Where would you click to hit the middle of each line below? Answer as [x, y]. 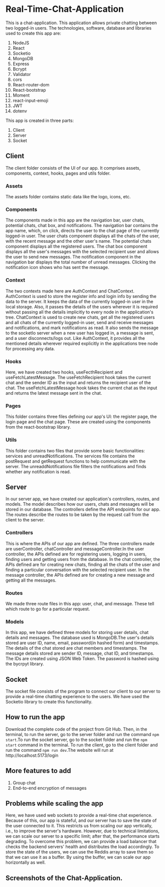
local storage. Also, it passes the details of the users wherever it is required [82, 306]
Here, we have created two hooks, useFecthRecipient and [64, 372]
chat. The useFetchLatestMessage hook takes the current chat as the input [82, 388]
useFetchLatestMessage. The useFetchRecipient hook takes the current [78, 377]
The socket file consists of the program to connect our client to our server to [83, 691]
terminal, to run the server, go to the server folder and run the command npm [82, 734]
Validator [22, 74]
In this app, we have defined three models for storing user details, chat [77, 632]
